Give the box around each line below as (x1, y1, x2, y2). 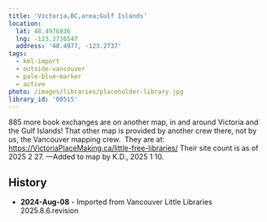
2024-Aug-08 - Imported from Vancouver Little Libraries (20, 197, 213, 207)
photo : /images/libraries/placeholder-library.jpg (8, 87, 184, 96)
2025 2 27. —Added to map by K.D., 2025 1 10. (8, 152, 164, 162)
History (8, 176, 47, 189)
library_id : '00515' (8, 95, 79, 103)
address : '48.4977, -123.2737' (15, 42, 122, 50)
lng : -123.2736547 (15, 34, 79, 43)
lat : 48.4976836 (15, 27, 71, 35)
